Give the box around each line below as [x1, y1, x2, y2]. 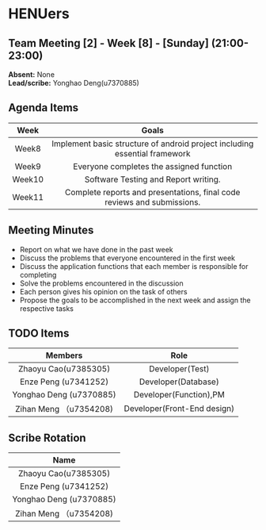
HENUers [8, 5, 70, 23]
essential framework [114, 148, 191, 159]
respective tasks [19, 303, 74, 313]
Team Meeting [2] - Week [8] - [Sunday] [8, 36, 210, 50]
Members [45, 350, 83, 361]
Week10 [12, 174, 44, 185]
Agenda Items [8, 101, 79, 115]
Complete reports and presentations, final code [64, 186, 241, 198]
